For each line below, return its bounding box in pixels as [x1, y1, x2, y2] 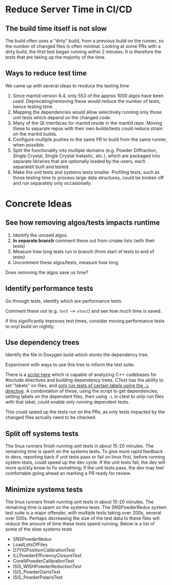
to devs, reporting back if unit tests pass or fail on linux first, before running [5, 454, 165, 460]
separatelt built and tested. [12, 163, 70, 170]
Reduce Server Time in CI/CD [5, 4, 132, 15]
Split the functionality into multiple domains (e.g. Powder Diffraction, [12, 147, 158, 153]
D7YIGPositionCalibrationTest [12, 547, 75, 553]
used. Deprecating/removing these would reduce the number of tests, [12, 98, 161, 104]
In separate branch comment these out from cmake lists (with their [12, 237, 155, 244]
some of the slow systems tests [5, 526, 72, 533]
